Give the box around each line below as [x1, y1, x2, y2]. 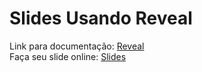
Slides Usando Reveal [9, 7, 193, 30]
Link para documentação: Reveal [9, 40, 145, 52]
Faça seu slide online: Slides [9, 50, 127, 62]
